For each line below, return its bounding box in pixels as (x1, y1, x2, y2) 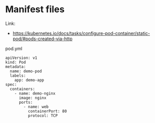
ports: (18, 100, 33, 105)
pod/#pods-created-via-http (12, 36, 73, 42)
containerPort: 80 (27, 108, 67, 114)
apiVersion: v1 (5, 55, 38, 60)
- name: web (23, 104, 49, 109)
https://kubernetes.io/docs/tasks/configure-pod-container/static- (12, 30, 150, 36)
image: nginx (18, 95, 47, 100)
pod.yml (5, 45, 23, 51)
